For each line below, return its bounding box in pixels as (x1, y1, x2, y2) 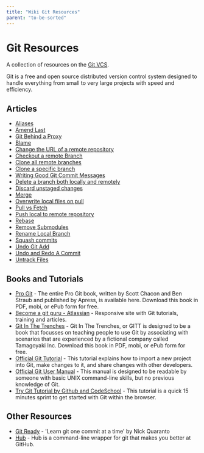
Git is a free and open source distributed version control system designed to (6, 73, 197, 80)
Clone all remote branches (15, 159, 82, 166)
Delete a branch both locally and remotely (15, 178, 121, 186)
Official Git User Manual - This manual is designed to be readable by (15, 368, 187, 375)
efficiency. (6, 86, 33, 93)
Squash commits (15, 236, 58, 244)
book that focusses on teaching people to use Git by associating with (15, 329, 189, 336)
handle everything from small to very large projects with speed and (6, 79, 175, 87)
